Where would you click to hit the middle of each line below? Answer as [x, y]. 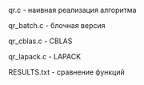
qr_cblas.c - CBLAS [40, 41]
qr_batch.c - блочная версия [57, 25]
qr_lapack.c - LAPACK [45, 57]
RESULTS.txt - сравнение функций [67, 72]
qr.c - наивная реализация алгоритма [72, 10]
